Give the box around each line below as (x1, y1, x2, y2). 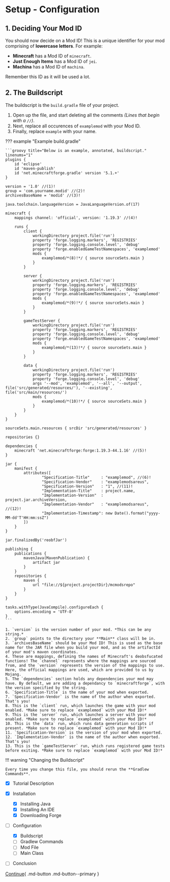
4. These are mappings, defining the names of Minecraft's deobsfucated (5, 654, 163, 659)
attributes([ (23, 470, 51, 475)
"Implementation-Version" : (41, 493, 103, 498)
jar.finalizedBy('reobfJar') (5, 537, 67, 543)
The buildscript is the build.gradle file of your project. (5, 102, 120, 108)
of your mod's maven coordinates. (5, 649, 79, 654)
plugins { (5, 157, 26, 162)
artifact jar (32, 560, 60, 565)
